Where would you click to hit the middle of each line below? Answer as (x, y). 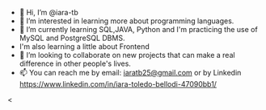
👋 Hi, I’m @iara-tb (49, 12)
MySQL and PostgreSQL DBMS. (72, 38)
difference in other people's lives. (75, 63)
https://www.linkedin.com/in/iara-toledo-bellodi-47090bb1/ (118, 84)
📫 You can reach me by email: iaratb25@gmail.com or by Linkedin (130, 73)
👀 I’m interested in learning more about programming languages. (127, 21)
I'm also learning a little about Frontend (84, 47)
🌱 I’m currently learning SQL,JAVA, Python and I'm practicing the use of (138, 29)
